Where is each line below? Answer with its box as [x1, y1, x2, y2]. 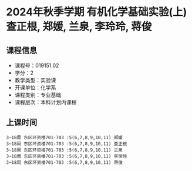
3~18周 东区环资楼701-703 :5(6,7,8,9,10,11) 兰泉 [6, 147, 123, 153]
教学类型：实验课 [14, 77, 56, 83]
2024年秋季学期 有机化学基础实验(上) [6, 5, 187, 19]
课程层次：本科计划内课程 [14, 99, 77, 106]
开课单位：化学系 [14, 84, 56, 91]
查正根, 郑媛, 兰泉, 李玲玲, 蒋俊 [6, 20, 152, 33]
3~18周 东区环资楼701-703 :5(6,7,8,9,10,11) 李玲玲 [6, 153, 127, 159]
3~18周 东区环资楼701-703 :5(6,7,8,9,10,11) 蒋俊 [6, 159, 123, 165]
